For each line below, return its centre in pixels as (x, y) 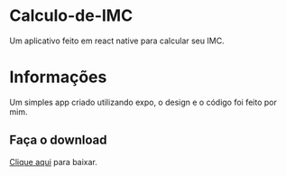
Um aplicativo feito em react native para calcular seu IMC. (117, 41)
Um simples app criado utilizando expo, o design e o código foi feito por (143, 102)
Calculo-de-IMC (71, 16)
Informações (58, 77)
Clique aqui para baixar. (53, 162)
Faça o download (58, 140)
